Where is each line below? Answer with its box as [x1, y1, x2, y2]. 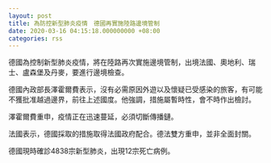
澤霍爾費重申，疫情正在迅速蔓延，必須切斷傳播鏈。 [8, 112, 178, 122]
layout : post [8, 11, 52, 20]
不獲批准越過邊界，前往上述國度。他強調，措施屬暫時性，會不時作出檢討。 [8, 94, 256, 105]
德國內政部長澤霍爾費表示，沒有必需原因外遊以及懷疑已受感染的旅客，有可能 [8, 85, 263, 94]
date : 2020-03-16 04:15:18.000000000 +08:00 [8, 27, 161, 35]
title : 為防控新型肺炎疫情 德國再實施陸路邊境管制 [8, 19, 160, 27]
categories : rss [8, 34, 63, 43]
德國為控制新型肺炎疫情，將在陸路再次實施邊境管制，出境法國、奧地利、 [8, 57, 248, 67]
